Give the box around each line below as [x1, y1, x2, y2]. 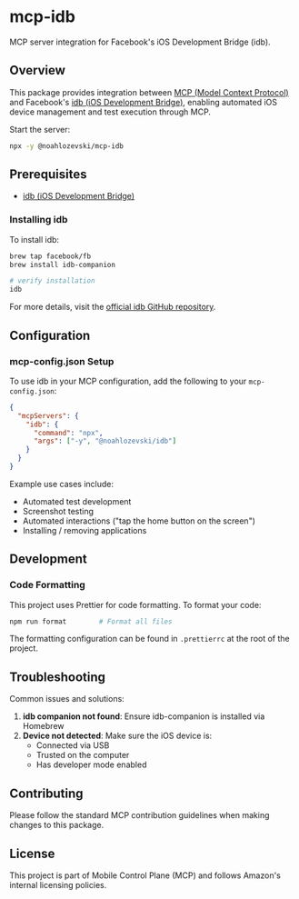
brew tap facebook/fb [9, 252, 92, 261]
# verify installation [9, 276, 95, 285]
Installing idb [9, 214, 68, 226]
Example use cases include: [9, 478, 114, 489]
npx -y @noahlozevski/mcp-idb [9, 141, 125, 151]
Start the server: [9, 124, 71, 135]
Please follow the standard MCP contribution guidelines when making [9, 810, 270, 821]
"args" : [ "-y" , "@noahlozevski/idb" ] [33, 436, 177, 446]
